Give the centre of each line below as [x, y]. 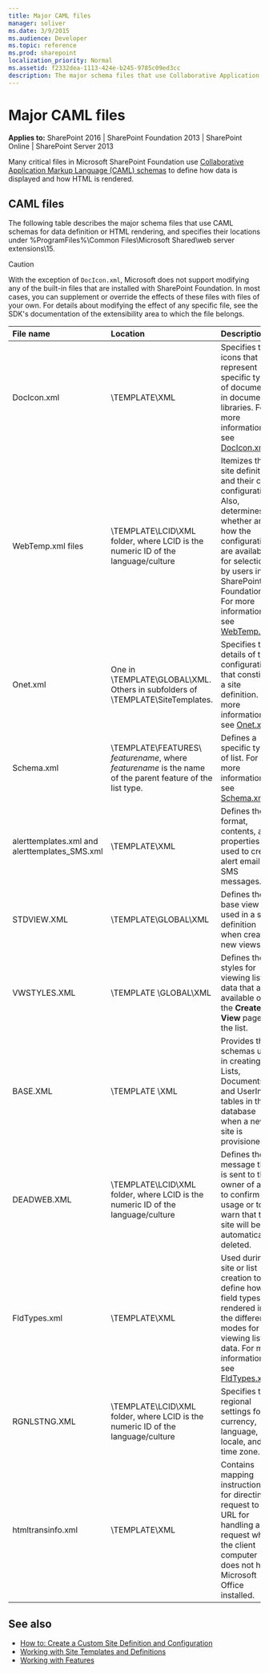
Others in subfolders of [154, 690]
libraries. [237, 408]
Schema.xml [36, 768]
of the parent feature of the [162, 778]
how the [236, 531]
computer [239, 1555]
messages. [241, 882]
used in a [238, 915]
